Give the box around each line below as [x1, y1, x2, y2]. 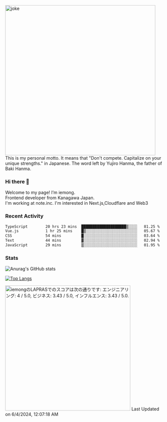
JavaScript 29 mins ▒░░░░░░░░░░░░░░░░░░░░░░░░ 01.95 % [5, 243, 160, 248]
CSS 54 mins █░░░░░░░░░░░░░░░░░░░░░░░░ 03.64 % [5, 233, 160, 238]
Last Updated [131, 406, 159, 412]
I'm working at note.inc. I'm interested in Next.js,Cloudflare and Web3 [5, 200, 148, 206]
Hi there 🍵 [5, 178, 30, 185]
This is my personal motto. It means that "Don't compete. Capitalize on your [5, 155, 161, 161]
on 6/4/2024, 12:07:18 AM [5, 411, 58, 417]
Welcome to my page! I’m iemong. [5, 190, 75, 196]
